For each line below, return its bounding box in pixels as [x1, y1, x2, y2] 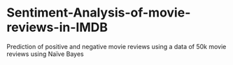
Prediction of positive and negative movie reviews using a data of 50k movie [6, 42, 227, 50]
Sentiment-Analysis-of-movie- [6, 5, 191, 21]
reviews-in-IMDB [6, 19, 108, 35]
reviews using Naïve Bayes [6, 50, 85, 58]
